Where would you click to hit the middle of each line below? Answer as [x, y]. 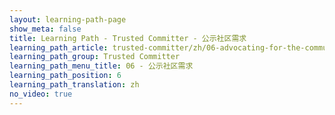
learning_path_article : [59, 47]
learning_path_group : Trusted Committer [95, 57]
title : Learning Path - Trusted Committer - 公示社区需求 [128, 38]
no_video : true [41, 94]
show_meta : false [45, 29]
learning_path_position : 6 [65, 76]
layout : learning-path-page [68, 19]
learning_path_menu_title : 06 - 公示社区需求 [101, 66]
